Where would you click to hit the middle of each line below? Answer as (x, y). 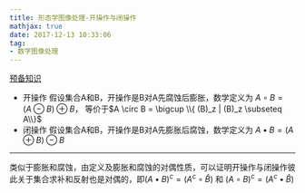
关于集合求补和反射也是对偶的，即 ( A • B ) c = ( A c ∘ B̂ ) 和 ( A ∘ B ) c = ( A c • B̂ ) (156, 178)
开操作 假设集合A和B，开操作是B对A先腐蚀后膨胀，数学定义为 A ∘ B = (152, 98)
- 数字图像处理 (34, 52)
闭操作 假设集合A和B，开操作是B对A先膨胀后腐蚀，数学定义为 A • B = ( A (158, 130)
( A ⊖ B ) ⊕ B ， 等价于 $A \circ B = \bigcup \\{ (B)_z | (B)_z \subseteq (152, 109)
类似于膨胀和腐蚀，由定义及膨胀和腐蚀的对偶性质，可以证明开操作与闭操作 (148, 168)
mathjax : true (36, 26)
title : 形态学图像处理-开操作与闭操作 (73, 18)
